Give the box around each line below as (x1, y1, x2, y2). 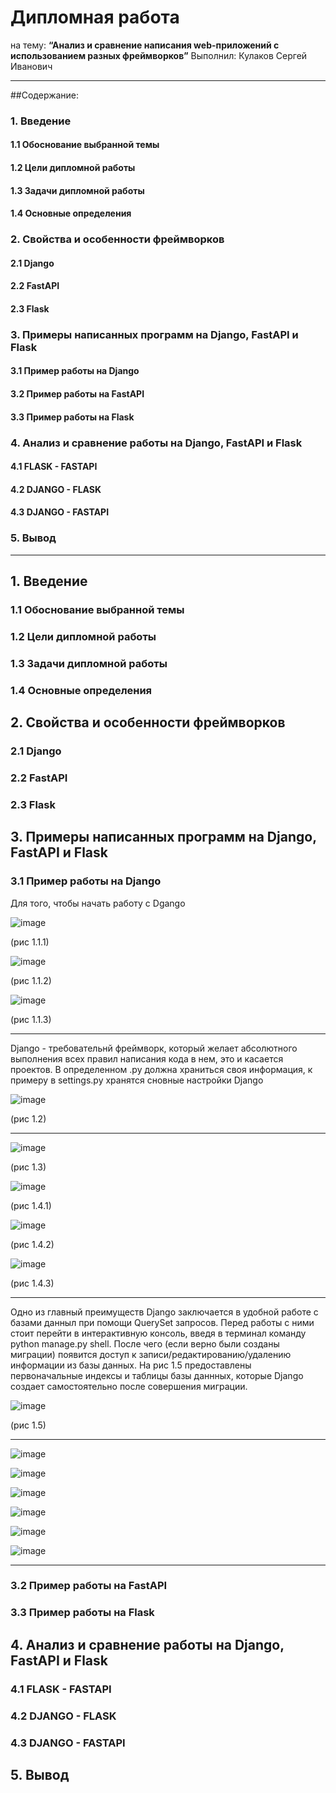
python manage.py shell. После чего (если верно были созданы (10, 1337, 280, 1350)
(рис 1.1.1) (10, 936, 50, 948)
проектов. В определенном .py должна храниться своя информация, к (10, 1063, 313, 1075)
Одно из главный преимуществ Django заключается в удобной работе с (10, 1306, 319, 1318)
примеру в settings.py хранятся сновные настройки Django (10, 1074, 264, 1086)
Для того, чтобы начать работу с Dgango (10, 897, 186, 909)
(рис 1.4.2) (10, 1238, 55, 1250)
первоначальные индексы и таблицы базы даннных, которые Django (10, 1369, 304, 1381)
